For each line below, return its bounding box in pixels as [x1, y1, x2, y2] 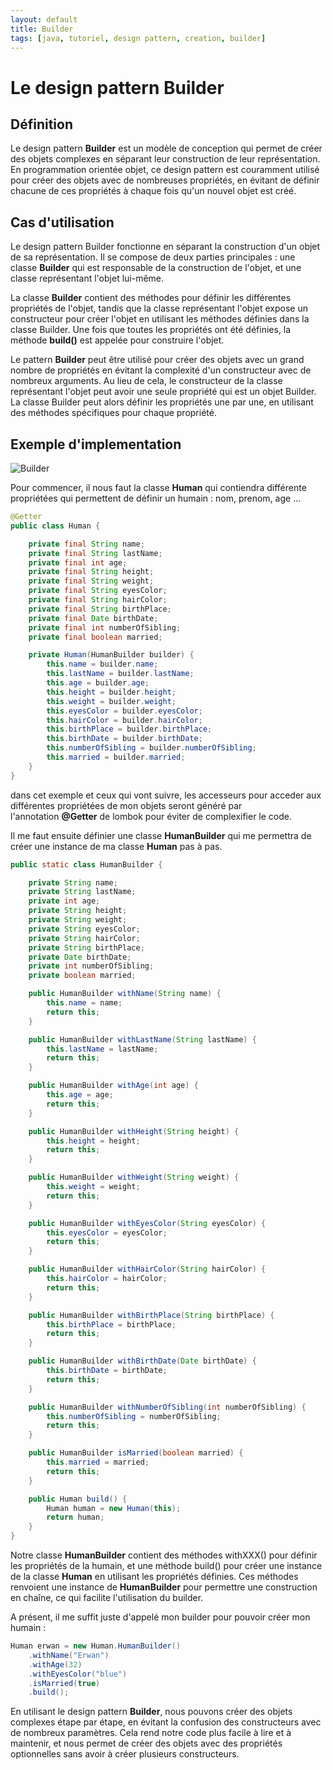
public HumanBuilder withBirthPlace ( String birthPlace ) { [28, 1310, 275, 1320]
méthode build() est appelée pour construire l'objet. [10, 334, 225, 346]
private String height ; [28, 906, 128, 916]
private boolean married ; [28, 971, 137, 981]
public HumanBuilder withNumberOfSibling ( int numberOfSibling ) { [28, 1402, 307, 1412]
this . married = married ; [46, 1457, 150, 1467]
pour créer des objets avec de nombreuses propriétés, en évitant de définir [10, 174, 320, 186]
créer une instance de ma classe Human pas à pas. [10, 840, 223, 852]
